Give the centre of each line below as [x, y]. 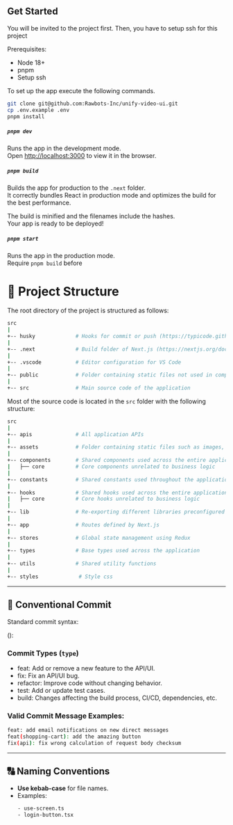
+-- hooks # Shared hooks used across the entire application [118, 492]
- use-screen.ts [41, 808]
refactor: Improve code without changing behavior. [90, 683]
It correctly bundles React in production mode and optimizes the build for [112, 195]
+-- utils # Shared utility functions [82, 564]
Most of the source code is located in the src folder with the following [107, 401]
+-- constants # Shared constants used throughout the [101, 479]
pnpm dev [20, 131]
